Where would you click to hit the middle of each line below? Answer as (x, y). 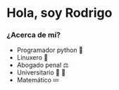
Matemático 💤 (38, 80)
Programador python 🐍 (50, 50)
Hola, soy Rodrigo (60, 13)
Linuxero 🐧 (32, 58)
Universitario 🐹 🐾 (41, 72)
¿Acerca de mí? (34, 35)
